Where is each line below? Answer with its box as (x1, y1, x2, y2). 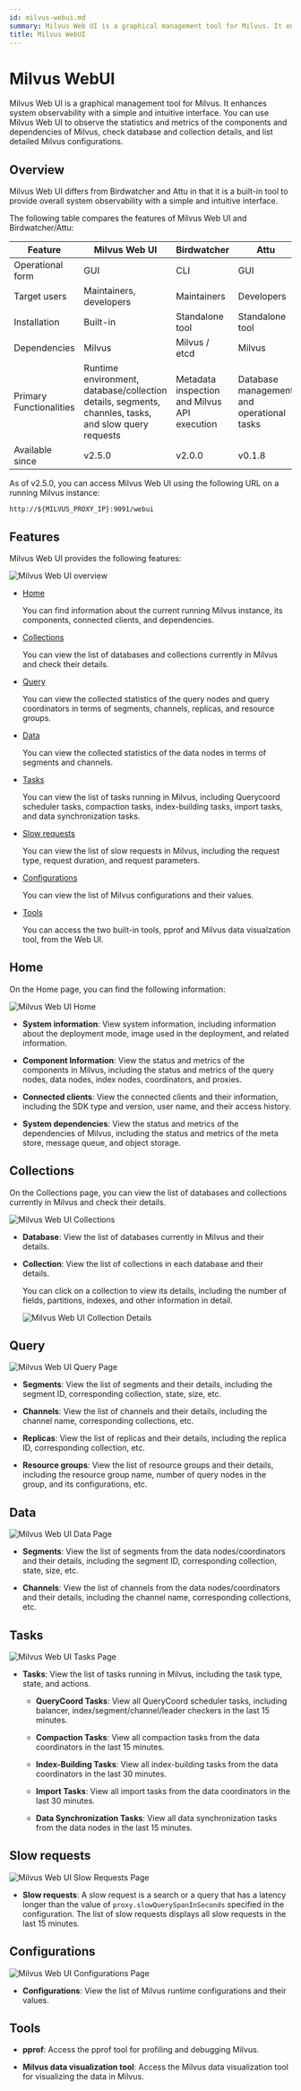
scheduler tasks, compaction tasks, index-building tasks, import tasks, (21, 801, 283, 811)
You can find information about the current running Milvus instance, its (21, 604, 284, 615)
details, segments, (83, 395, 161, 408)
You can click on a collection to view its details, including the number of (21, 1285, 288, 1296)
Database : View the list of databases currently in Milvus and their (21, 1231, 264, 1242)
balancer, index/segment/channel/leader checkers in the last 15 (35, 1705, 271, 1715)
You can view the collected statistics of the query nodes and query (21, 693, 271, 704)
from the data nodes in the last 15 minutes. (35, 1822, 193, 1833)
